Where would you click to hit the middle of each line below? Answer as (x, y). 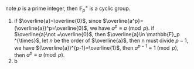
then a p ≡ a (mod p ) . (39, 54)
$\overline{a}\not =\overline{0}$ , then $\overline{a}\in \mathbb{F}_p (97, 34)
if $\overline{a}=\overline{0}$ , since (58, 21)
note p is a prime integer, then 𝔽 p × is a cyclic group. (68, 8)
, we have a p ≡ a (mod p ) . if (121, 27)
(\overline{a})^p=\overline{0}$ (50, 28)
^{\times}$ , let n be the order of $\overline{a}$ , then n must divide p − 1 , (101, 41)
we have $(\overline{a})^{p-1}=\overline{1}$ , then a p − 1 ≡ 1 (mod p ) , (96, 47)
